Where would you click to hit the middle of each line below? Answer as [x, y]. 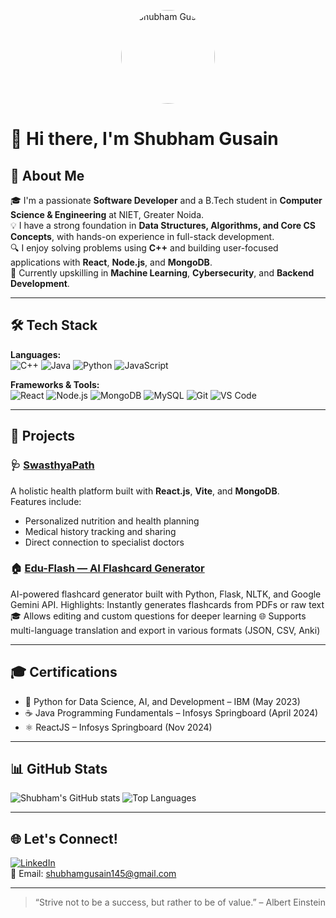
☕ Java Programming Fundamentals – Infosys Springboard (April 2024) [171, 712]
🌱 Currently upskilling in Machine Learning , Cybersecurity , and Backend [162, 273]
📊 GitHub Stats [59, 769]
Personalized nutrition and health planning [112, 521]
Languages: [36, 354]
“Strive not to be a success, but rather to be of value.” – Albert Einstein [180, 902]
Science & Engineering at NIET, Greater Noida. [107, 214]
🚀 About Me [47, 175]
